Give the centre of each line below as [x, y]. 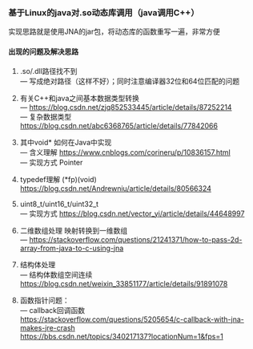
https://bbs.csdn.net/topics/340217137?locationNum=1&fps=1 [122, 336]
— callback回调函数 [52, 310]
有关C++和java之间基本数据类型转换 [80, 98]
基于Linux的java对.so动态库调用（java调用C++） [104, 12]
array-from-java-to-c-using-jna [72, 248]
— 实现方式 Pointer [51, 162]
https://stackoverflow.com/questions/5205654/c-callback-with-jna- [132, 319]
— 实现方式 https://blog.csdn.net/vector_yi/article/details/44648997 [132, 213]
